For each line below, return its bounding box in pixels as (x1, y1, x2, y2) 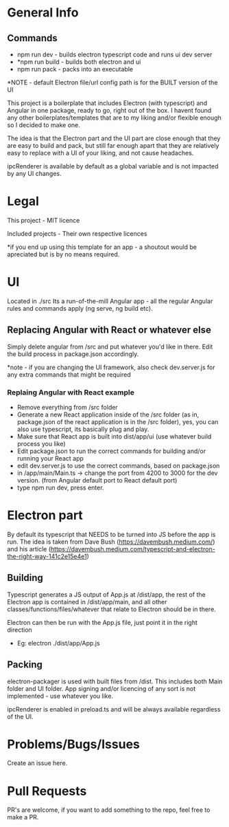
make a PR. (7, 813, 39, 822)
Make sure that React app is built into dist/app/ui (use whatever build (16, 432, 212, 441)
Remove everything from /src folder (16, 403, 118, 411)
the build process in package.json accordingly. (7, 349, 139, 358)
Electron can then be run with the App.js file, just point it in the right (7, 618, 197, 626)
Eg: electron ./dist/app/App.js (16, 639, 101, 647)
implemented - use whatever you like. (7, 692, 114, 700)
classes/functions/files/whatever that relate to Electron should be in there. (7, 605, 216, 613)
